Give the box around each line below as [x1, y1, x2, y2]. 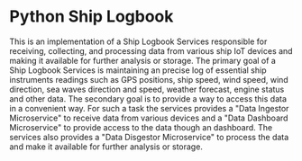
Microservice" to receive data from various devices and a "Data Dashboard [9, 112, 288, 123]
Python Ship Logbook [9, 6, 174, 27]
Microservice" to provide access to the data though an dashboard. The [9, 121, 273, 132]
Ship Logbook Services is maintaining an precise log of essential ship [9, 65, 267, 76]
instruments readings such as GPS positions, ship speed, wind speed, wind [9, 74, 288, 85]
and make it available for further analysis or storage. [9, 141, 203, 152]
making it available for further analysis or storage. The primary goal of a [9, 55, 277, 66]
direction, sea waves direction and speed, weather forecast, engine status [9, 84, 285, 94]
